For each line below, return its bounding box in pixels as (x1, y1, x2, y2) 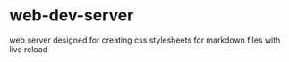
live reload (9, 43, 48, 54)
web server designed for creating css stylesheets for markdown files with (9, 35, 281, 45)
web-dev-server (9, 5, 134, 26)
